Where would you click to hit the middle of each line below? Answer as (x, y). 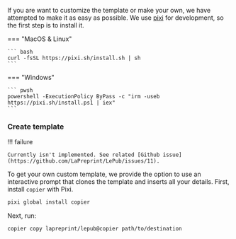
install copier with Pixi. (40, 190)
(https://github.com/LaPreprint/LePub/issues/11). (84, 161)
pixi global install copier (49, 202)
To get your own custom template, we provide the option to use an (104, 174)
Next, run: (22, 216)
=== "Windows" (31, 77)
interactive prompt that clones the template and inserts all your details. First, (118, 182)
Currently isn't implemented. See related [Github (84, 155)
